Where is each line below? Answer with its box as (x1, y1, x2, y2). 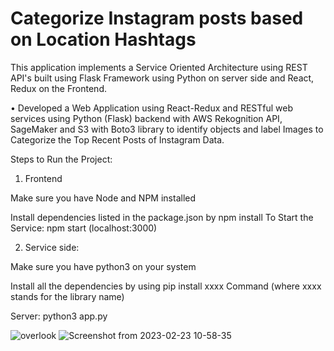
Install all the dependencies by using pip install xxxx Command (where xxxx (10, 280, 322, 292)
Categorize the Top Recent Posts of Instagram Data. (10, 133, 225, 146)
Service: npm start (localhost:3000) (10, 222, 158, 234)
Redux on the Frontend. (10, 82, 107, 94)
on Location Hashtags (10, 28, 197, 51)
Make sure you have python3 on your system (10, 260, 197, 272)
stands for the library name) (10, 290, 125, 302)
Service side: (24, 241, 80, 253)
